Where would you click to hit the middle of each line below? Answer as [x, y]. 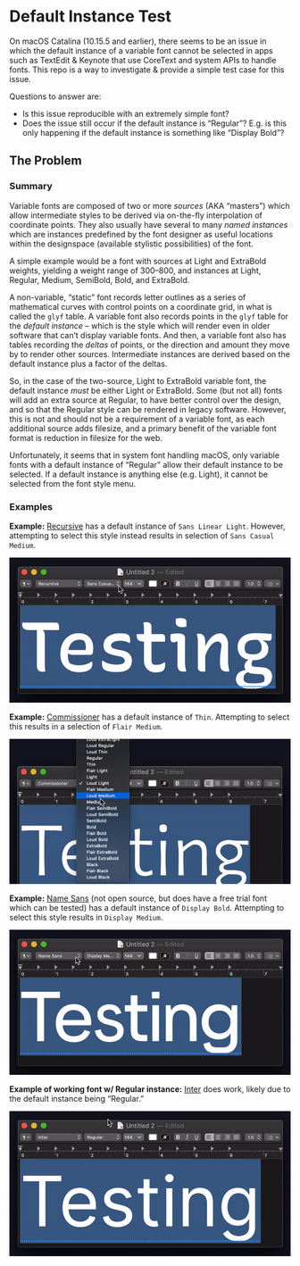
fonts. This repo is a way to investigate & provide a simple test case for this [147, 70]
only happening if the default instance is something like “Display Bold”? [153, 132]
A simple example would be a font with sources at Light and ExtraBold [138, 261]
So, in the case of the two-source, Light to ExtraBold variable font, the [138, 380]
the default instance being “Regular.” [77, 1099]
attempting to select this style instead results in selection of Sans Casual [142, 535]
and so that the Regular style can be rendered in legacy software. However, [148, 409]
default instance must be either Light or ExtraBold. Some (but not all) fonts [146, 390]
